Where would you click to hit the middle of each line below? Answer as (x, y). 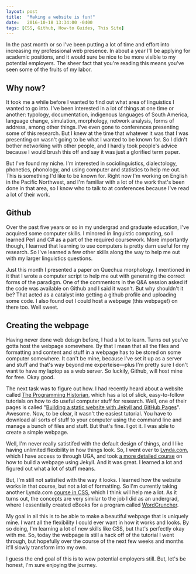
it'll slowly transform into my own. (47, 547)
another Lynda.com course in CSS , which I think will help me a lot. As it (92, 492)
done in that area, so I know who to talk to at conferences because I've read (98, 188)
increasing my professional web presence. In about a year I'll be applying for (98, 51)
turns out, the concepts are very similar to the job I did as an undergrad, (93, 498)
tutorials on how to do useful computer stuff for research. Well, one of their (97, 401)
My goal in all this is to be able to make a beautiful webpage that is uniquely (97, 516)
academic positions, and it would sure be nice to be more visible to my (91, 57)
